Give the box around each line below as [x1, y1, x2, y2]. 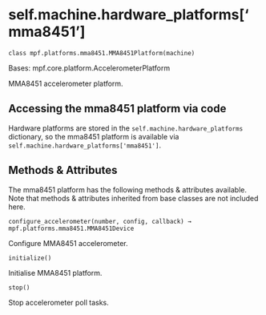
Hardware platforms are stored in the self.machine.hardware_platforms [8, 123, 244, 133]
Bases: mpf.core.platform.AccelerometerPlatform [8, 63, 171, 73]
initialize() [8, 254, 52, 262]
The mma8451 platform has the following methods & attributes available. [8, 184, 247, 194]
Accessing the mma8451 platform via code [8, 102, 227, 115]
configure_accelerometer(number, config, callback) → [8, 217, 192, 225]
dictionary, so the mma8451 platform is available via [8, 131, 179, 141]
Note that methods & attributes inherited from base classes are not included [8, 193, 259, 203]
